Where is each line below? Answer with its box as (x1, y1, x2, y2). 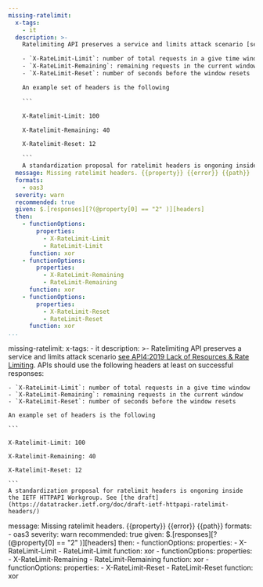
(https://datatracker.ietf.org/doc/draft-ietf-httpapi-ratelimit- (8, 501, 229, 509)
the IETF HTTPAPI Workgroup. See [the (8, 494, 135, 502)
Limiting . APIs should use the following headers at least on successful (8, 360, 233, 370)
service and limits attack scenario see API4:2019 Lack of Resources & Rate (8, 352, 250, 362)
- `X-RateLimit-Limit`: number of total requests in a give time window (8, 384, 250, 392)
